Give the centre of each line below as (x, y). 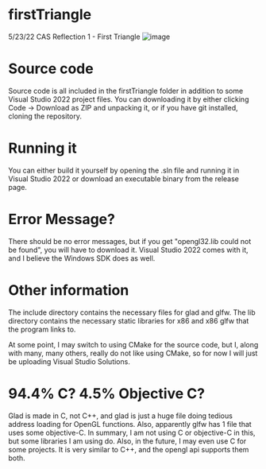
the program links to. (42, 329)
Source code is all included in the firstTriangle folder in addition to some (126, 91)
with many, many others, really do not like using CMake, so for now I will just (133, 353)
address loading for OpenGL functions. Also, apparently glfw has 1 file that (130, 424)
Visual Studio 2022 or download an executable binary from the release (124, 178)
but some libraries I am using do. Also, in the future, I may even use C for (127, 441)
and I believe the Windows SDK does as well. (82, 258)
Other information (69, 290)
